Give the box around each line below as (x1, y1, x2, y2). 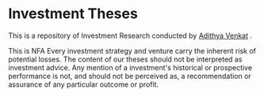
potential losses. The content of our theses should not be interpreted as (8, 54, 243, 64)
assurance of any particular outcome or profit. (8, 80, 159, 89)
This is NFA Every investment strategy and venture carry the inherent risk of (8, 46, 256, 55)
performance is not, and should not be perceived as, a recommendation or (8, 71, 251, 80)
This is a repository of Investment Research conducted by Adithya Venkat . (8, 31, 252, 40)
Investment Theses (8, 5, 139, 23)
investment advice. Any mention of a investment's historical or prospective (8, 62, 252, 72)
